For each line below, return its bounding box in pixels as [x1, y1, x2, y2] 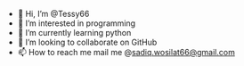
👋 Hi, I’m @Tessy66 [17, 9, 90, 19]
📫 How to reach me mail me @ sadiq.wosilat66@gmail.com [17, 47, 236, 57]
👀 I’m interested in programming [17, 18, 136, 29]
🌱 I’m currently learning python [17, 28, 132, 37]
